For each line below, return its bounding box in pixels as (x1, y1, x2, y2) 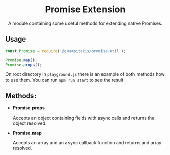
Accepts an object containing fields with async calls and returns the (12, 115, 155, 121)
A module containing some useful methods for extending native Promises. (8, 20, 163, 26)
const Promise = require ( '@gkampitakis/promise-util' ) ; (5, 48, 126, 54)
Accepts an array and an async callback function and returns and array (12, 140, 161, 146)
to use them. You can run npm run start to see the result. (5, 77, 125, 83)
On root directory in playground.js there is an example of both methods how (5, 71, 165, 77)
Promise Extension (45, 4, 126, 15)
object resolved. (12, 120, 47, 126)
